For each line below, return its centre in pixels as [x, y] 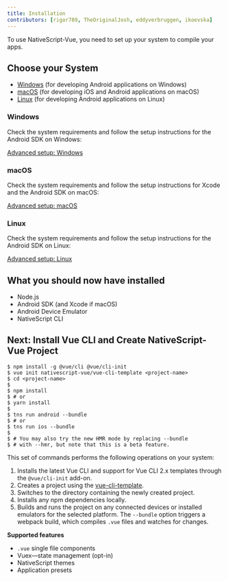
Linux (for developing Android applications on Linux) [91, 99]
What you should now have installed [86, 281]
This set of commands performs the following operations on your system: [111, 457]
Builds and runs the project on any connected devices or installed [110, 507]
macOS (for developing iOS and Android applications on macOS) [108, 92]
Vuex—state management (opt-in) [65, 555]
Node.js [28, 297]
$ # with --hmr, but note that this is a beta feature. [88, 445]
